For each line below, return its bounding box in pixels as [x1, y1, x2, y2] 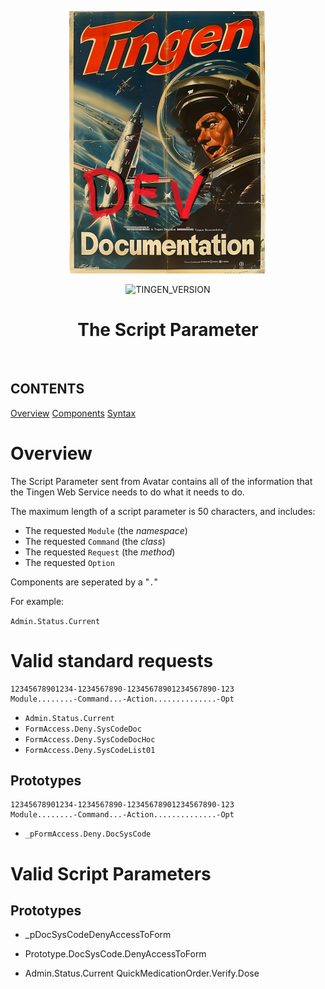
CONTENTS [10, 381, 85, 398]
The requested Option [24, 556, 115, 568]
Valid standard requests [10, 649, 214, 672]
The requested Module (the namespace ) [24, 524, 188, 536]
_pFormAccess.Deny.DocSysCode [24, 829, 152, 840]
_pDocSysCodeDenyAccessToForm [24, 929, 172, 941]
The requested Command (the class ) [24, 535, 166, 547]
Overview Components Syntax [10, 407, 137, 419]
